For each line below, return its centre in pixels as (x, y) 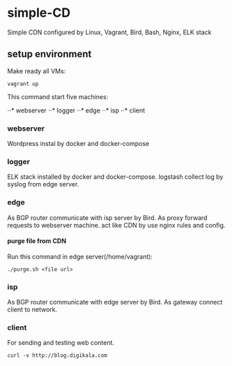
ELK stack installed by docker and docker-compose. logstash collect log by (115, 177)
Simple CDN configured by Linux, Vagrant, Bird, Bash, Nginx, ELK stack (109, 32)
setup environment (49, 54)
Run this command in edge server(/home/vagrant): (80, 256)
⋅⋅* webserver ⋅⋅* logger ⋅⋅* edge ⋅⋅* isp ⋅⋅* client (76, 110)
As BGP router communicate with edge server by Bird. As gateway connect (115, 302)
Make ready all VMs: (37, 71)
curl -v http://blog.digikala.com (57, 356)
